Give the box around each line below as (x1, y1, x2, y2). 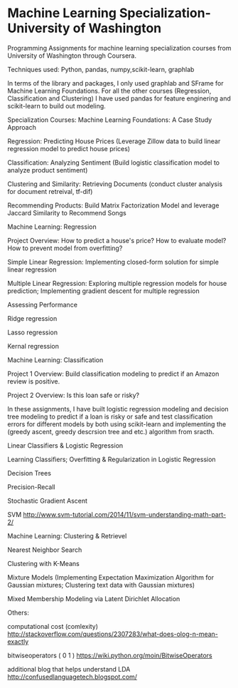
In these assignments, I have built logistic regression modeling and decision (7, 404, 229, 413)
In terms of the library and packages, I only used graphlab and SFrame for (7, 78, 224, 87)
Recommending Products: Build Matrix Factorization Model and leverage (7, 201, 220, 210)
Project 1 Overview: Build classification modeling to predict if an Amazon (7, 369, 220, 378)
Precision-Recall (7, 483, 55, 491)
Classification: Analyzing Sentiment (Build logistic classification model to (7, 158, 220, 167)
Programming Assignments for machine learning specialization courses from (7, 43, 232, 52)
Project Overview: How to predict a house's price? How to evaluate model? (7, 236, 227, 245)
